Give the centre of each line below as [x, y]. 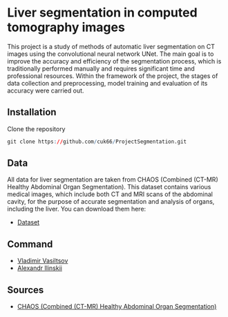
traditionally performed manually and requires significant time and [101, 68]
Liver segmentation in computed [103, 13]
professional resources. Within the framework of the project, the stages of [113, 76]
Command [30, 244]
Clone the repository [36, 128]
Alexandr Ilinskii [39, 268]
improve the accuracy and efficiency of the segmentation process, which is [114, 61]
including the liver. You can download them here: [77, 209]
